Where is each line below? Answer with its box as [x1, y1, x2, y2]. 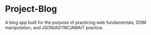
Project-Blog [5, 3, 57, 15]
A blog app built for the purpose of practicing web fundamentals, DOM [5, 19, 147, 25]
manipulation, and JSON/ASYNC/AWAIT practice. [5, 24, 103, 30]
